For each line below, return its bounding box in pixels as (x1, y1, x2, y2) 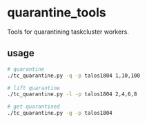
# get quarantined (7, 103, 60, 111)
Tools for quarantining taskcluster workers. (7, 27, 129, 36)
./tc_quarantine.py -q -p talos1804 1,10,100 (7, 72, 140, 79)
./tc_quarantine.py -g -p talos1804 (7, 110, 112, 117)
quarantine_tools (7, 5, 106, 21)
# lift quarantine (7, 85, 60, 91)
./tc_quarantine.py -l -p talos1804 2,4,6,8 (7, 91, 137, 98)
